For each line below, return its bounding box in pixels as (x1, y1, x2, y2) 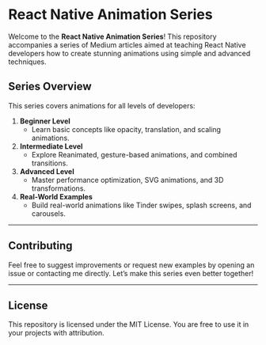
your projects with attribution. (8, 328, 104, 338)
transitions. (31, 158, 69, 168)
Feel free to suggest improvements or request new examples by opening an (8, 260, 255, 270)
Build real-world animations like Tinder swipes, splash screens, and (31, 200, 252, 210)
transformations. (31, 184, 85, 193)
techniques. (8, 57, 47, 66)
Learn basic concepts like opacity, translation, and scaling (31, 124, 222, 134)
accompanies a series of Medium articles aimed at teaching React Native (8, 40, 247, 49)
